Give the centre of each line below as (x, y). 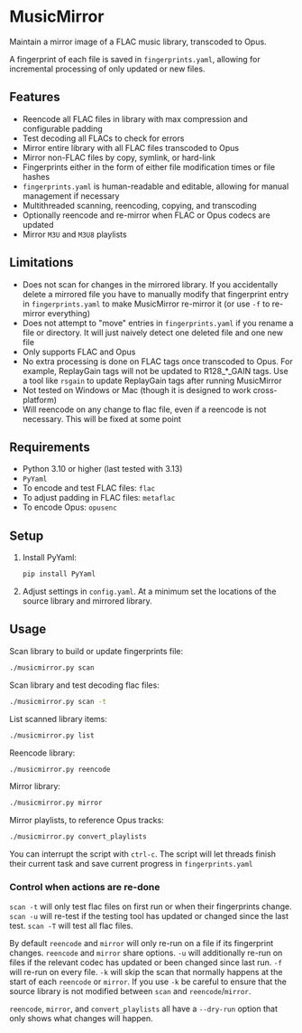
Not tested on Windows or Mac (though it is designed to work (137, 390)
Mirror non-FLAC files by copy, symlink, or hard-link (119, 157)
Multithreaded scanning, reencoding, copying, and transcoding (139, 205)
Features (35, 97)
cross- (265, 390)
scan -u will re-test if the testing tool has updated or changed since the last (149, 916)
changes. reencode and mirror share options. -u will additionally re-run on (146, 953)
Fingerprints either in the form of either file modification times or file (149, 167)
